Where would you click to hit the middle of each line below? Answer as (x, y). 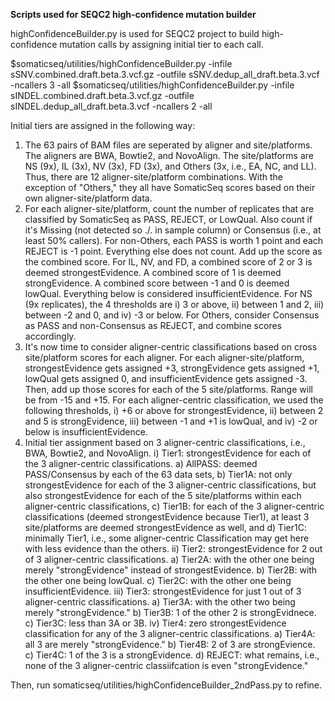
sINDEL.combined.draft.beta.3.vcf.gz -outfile (102, 95)
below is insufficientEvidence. (86, 432)
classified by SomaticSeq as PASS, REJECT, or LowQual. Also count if (168, 219)
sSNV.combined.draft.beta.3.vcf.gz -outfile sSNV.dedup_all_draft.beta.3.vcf (165, 74)
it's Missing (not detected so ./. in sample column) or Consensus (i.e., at (173, 230)
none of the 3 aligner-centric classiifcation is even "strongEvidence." (166, 665)
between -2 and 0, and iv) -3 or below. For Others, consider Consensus (172, 315)
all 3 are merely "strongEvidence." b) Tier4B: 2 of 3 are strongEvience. (170, 644)
